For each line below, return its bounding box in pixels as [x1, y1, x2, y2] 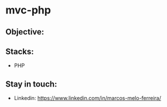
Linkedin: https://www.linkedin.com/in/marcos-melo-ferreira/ [13, 95, 162, 102]
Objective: [5, 27, 45, 37]
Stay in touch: [5, 79, 57, 89]
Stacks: [5, 46, 35, 56]
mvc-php [5, 4, 51, 17]
